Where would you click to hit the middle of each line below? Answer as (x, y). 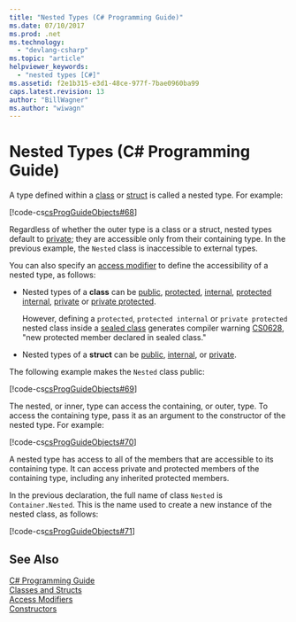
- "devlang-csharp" (53, 51)
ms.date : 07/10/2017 (47, 26)
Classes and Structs (46, 590)
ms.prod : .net (35, 34)
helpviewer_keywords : (49, 67)
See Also (34, 559)
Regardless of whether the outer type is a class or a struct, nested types (140, 229)
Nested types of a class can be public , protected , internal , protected (147, 292)
